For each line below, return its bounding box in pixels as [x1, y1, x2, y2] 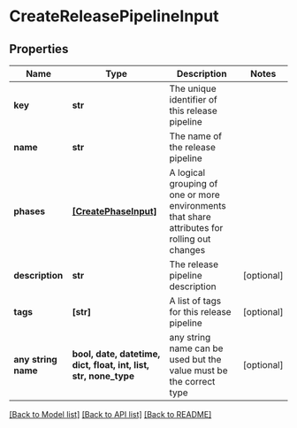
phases [13, 205, 46, 218]
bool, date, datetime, [72, 348, 161, 360]
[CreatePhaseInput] [72, 205, 157, 218]
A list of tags [169, 294, 222, 307]
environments [169, 200, 227, 211]
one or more [169, 188, 221, 201]
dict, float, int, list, [72, 359, 150, 371]
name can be [169, 342, 224, 355]
